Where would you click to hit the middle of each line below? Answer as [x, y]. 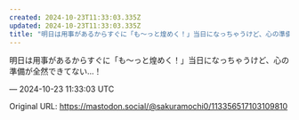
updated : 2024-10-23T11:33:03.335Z [75, 26]
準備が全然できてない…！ [56, 71]
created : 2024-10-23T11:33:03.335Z [75, 17]
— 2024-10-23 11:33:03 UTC [62, 89]
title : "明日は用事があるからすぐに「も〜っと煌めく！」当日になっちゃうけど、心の [144, 34]
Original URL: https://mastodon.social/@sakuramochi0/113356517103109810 [149, 107]
